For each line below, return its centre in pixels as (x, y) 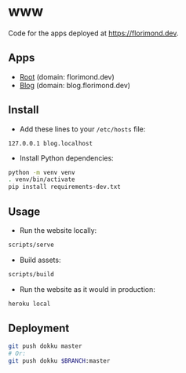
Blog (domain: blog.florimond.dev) (75, 85)
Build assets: (40, 260)
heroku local (29, 304)
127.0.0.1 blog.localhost (50, 143)
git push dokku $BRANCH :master (59, 361)
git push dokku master (45, 346)
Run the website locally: (58, 230)
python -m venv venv (42, 172)
